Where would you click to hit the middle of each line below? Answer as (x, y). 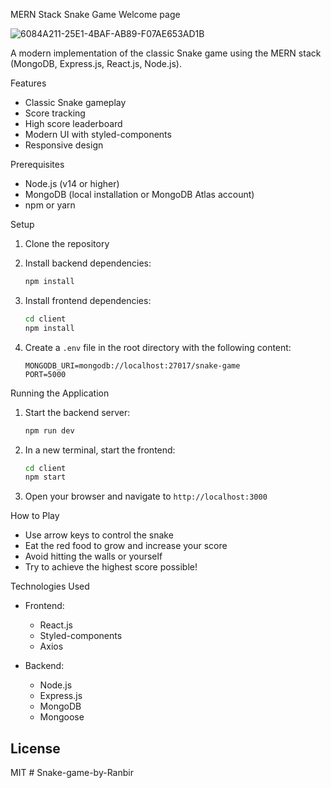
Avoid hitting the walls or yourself (93, 556)
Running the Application (60, 393)
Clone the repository (67, 243)
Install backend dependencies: (88, 263)
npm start (45, 477)
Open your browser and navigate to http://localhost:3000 (146, 496)
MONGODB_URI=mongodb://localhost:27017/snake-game (132, 365)
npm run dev (49, 430)
